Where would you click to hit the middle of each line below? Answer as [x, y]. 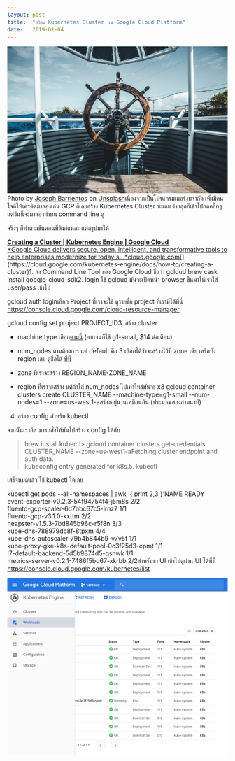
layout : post [26, 15]
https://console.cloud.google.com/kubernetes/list [79, 569]
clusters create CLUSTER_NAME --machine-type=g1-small [102, 394]
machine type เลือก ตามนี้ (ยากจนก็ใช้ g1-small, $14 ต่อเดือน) [95, 337]
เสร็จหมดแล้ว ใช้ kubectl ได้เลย [45, 480]
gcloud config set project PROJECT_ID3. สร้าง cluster [83, 323]
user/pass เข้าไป [29, 287]
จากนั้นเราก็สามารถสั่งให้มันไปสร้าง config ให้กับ [64, 430]
